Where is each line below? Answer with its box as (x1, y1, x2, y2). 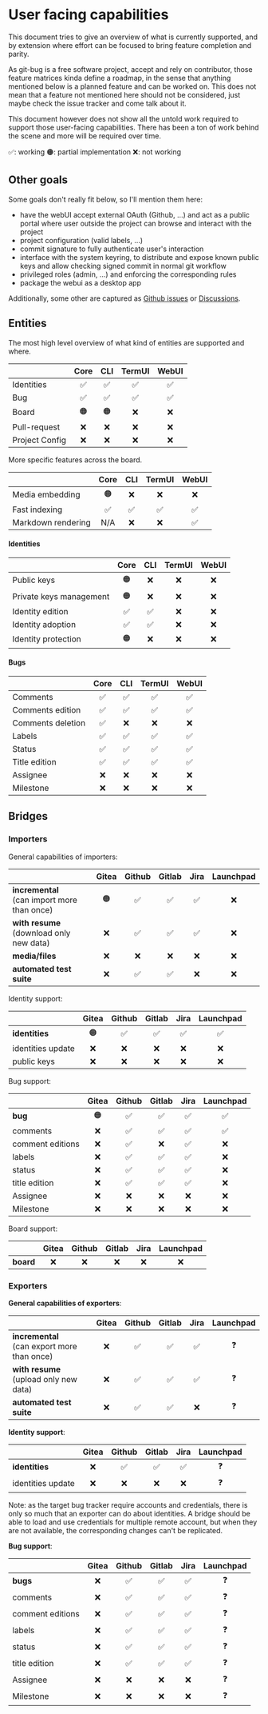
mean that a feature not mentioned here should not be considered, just (8, 90, 241, 99)
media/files (12, 950, 57, 961)
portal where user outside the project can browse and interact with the (19, 218, 252, 228)
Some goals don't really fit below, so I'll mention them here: (8, 194, 203, 204)
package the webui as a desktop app (19, 278, 142, 287)
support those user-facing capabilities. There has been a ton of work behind (8, 122, 259, 132)
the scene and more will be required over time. (8, 130, 162, 141)
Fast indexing (12, 504, 62, 515)
